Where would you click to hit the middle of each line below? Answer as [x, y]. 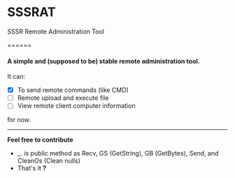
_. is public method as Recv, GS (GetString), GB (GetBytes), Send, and [118, 154]
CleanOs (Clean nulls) [49, 161]
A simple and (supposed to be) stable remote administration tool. [104, 61]
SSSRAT [31, 12]
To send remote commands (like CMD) [73, 90]
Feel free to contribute [40, 140]
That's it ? [32, 168]
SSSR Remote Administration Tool [56, 31]
